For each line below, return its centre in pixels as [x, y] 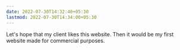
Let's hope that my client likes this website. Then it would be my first [90, 34]
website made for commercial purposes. [56, 40]
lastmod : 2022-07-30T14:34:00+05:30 [51, 17]
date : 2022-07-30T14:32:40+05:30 [48, 12]
